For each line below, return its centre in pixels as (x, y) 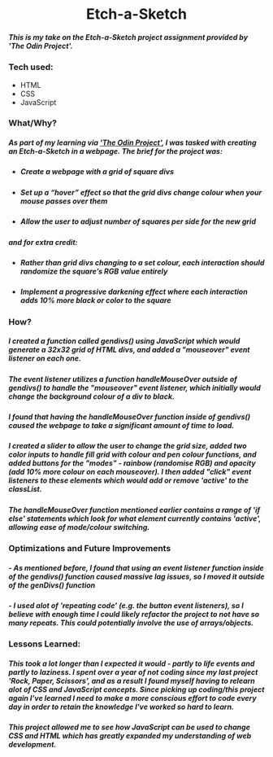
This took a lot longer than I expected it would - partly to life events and (132, 663)
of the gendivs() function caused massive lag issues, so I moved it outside (136, 576)
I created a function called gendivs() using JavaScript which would (124, 341)
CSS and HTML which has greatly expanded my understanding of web (130, 736)
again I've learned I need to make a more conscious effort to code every (133, 698)
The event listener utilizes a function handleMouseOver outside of (123, 378)
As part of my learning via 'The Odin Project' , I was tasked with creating (133, 142)
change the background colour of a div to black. (91, 396)
